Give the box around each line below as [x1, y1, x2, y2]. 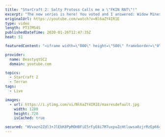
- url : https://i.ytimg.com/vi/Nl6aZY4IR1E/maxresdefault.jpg [9, 102, 139, 107]
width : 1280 [14, 107, 38, 111]
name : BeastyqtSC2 [9, 57, 48, 62]
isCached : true [14, 116, 45, 121]
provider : [5, 52, 26, 57]
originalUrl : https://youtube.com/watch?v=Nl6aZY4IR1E [5, 16, 120, 21]
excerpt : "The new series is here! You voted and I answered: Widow [5, 12, 148, 17]
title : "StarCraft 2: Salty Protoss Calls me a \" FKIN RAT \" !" [5, 7, 137, 12]
